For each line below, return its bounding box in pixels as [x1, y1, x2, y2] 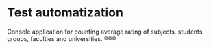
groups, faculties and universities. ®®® [7, 34, 116, 42]
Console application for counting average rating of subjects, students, [7, 27, 204, 36]
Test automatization [7, 5, 123, 21]
